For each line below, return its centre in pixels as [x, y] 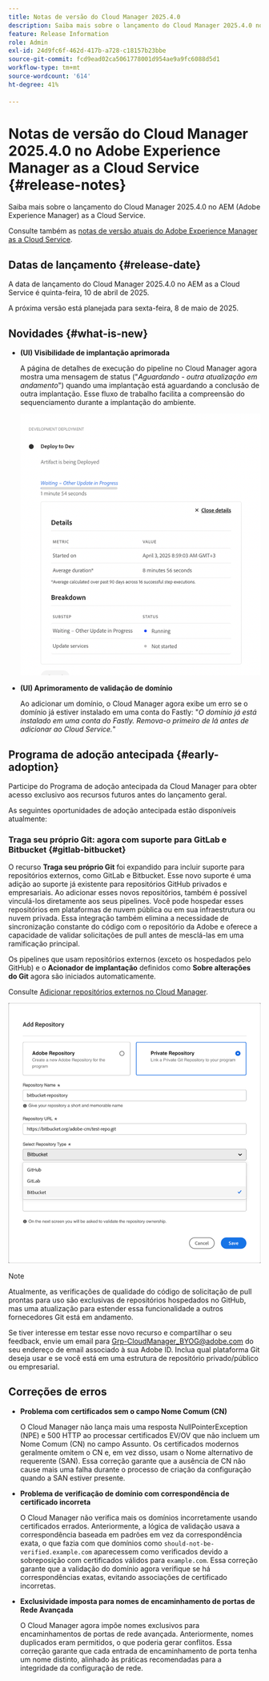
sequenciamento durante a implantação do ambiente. [108, 403]
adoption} [34, 767]
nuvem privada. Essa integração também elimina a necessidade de [119, 918]
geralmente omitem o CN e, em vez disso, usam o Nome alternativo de [137, 1452]
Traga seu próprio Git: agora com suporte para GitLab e [118, 840]
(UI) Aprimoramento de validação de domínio [96, 688]
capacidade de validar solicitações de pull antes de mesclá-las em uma [126, 935]
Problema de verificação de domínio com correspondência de [124, 1493]
